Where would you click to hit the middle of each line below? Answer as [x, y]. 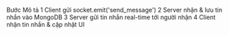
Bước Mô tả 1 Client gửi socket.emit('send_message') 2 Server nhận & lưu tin [114, 10]
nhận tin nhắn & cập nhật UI [46, 24]
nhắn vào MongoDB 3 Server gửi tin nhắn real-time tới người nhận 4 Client [111, 17]
